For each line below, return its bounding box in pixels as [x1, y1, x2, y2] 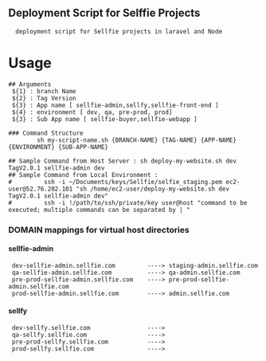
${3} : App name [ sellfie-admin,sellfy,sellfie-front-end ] [11, 101, 219, 109]
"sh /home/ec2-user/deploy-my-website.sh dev [76, 185, 229, 193]
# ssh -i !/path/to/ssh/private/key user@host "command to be [8, 198, 248, 206]
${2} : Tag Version [11, 94, 77, 102]
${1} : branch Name [11, 87, 77, 95]
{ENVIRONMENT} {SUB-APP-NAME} [8, 143, 109, 151]
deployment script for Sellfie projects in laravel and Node [15, 27, 223, 35]
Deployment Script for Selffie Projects [8, 6, 201, 20]
